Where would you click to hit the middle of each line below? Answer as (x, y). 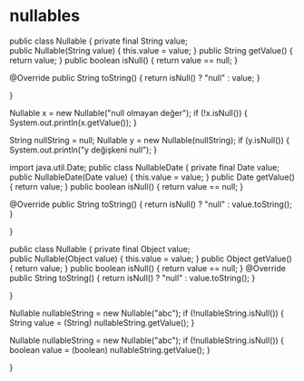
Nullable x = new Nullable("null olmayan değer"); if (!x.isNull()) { (128, 112)
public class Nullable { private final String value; (99, 41)
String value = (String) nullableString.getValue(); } (102, 322)
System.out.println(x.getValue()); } (74, 122)
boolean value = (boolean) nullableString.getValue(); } (110, 349)
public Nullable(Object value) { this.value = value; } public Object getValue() (151, 259)
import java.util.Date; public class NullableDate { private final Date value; (144, 167)
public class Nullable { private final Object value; (100, 249)
